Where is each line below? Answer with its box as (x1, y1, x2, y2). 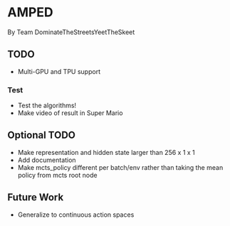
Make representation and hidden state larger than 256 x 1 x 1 (17, 148, 196, 156)
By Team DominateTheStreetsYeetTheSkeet (7, 28, 135, 36)
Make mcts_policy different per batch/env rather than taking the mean (17, 163, 224, 171)
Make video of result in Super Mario (17, 109, 123, 117)
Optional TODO (7, 129, 76, 141)
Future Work (7, 191, 64, 203)
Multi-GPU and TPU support (17, 67, 101, 75)
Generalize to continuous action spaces (17, 210, 135, 219)
